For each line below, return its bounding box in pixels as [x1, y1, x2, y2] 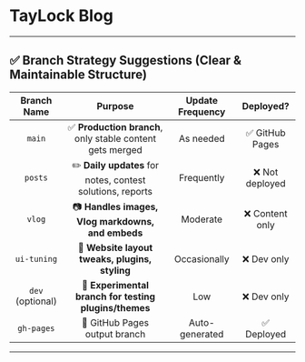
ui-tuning [15, 254, 57, 264]
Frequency [178, 106, 226, 118]
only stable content [74, 132, 157, 145]
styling [99, 264, 132, 277]
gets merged [87, 143, 143, 156]
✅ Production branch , [67, 120, 163, 133]
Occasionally [173, 252, 230, 265]
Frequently [178, 172, 225, 185]
